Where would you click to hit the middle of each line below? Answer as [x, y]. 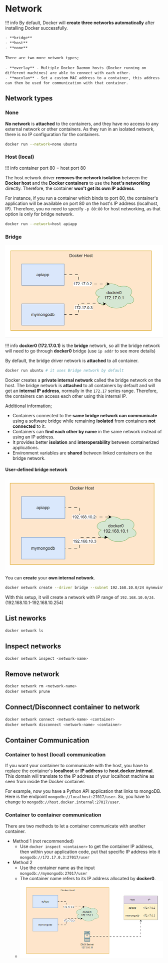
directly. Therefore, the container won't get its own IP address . [70, 188]
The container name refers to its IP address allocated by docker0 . [88, 878]
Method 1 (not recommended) [43, 841]
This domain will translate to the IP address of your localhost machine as [80, 776]
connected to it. [29, 426]
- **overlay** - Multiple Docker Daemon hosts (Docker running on [76, 68]
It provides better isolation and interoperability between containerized [85, 442]
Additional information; [29, 406]
